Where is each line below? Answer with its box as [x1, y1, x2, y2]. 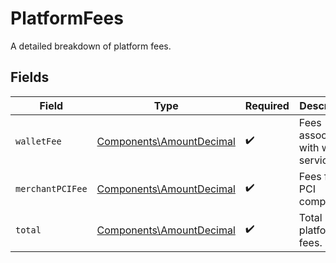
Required [244, 98, 290, 112]
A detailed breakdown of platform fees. [10, 40, 172, 52]
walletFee [15, 135, 62, 147]
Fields [10, 69, 50, 86]
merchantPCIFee [15, 183, 88, 194]
